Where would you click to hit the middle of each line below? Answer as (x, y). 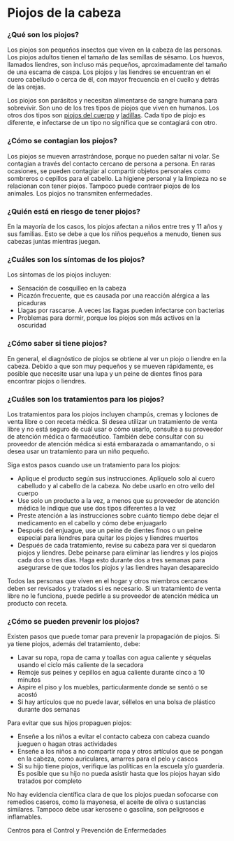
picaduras (32, 303)
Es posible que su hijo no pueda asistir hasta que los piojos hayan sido (119, 774)
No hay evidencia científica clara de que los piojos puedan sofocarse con (113, 795)
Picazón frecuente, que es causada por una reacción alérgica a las (113, 295)
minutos (29, 680)
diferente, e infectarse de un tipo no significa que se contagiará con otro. (112, 123)
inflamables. (25, 817)
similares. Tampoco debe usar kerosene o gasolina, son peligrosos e (106, 810)
